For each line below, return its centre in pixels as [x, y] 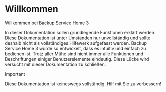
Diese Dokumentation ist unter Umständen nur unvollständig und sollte [78, 38]
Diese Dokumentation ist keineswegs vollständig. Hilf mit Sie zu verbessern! [83, 84]
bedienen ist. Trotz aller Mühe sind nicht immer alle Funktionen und [74, 54]
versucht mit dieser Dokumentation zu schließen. [56, 64]
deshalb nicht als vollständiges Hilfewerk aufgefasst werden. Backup [76, 43]
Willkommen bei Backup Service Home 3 [47, 23]
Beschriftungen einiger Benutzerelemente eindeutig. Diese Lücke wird [77, 59]
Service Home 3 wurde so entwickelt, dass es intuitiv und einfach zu [76, 48]
